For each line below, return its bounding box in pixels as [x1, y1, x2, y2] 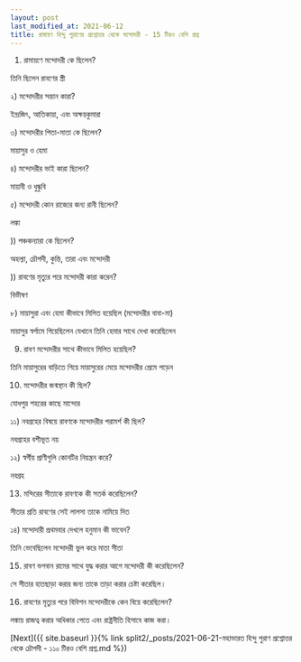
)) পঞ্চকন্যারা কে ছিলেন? [10, 236, 75, 247]
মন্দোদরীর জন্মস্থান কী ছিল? [23, 380, 91, 391]
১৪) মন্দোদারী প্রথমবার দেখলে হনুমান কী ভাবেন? [10, 525, 131, 536]
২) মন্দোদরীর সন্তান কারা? [10, 91, 76, 102]
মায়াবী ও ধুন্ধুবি [10, 182, 46, 192]
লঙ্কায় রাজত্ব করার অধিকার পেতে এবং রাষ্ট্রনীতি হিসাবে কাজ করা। [10, 615, 172, 626]
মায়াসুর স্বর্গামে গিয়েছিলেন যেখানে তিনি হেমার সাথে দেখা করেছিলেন [10, 326, 177, 337]
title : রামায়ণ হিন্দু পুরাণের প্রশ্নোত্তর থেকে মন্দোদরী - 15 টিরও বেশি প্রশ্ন [10, 30, 199, 39]
